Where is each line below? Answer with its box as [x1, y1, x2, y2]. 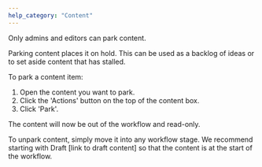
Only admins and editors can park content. [8, 33, 147, 43]
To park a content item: [8, 72, 84, 81]
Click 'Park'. [19, 104, 59, 113]
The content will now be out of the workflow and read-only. [8, 119, 201, 128]
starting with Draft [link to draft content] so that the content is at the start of [8, 143, 253, 152]
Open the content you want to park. [19, 87, 135, 97]
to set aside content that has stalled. [8, 57, 126, 66]
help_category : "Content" [8, 11, 93, 20]
